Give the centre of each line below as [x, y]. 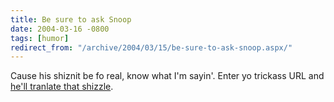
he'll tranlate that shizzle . [62, 87]
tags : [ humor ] [40, 38]
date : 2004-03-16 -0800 [60, 29]
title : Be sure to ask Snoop [71, 19]
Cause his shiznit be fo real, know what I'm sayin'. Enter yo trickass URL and [167, 76]
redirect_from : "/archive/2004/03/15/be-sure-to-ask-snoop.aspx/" [151, 47]
